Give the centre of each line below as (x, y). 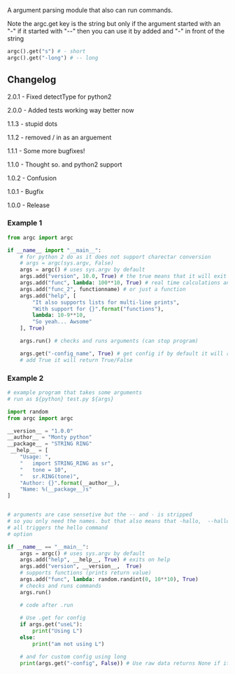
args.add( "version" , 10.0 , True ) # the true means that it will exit (123, 276)
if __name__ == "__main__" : (48, 547)
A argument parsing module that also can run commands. (90, 10)
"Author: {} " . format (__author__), (70, 483)
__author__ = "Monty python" (50, 437)
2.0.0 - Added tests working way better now (71, 110)
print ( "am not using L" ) (69, 644)
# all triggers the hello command (58, 528)
